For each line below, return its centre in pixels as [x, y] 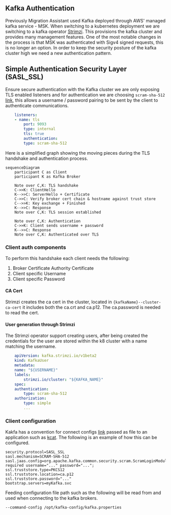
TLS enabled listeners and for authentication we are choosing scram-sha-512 [85, 95]
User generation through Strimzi [40, 324]
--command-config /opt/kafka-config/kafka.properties [64, 508]
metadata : [25, 365]
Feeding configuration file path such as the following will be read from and [83, 493]
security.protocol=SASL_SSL [35, 452]
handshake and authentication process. [47, 158]
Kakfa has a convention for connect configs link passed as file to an [76, 432]
